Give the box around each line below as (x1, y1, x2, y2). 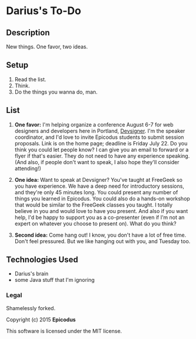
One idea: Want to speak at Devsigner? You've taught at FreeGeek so (14, 176, 183, 183)
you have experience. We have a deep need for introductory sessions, (14, 182, 185, 190)
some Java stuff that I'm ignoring (14, 277, 95, 284)
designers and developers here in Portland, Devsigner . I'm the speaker (14, 127, 185, 134)
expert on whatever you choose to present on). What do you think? (14, 220, 177, 227)
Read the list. (14, 75, 47, 83)
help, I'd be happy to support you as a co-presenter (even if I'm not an (14, 214, 185, 221)
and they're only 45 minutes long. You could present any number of (14, 188, 178, 195)
